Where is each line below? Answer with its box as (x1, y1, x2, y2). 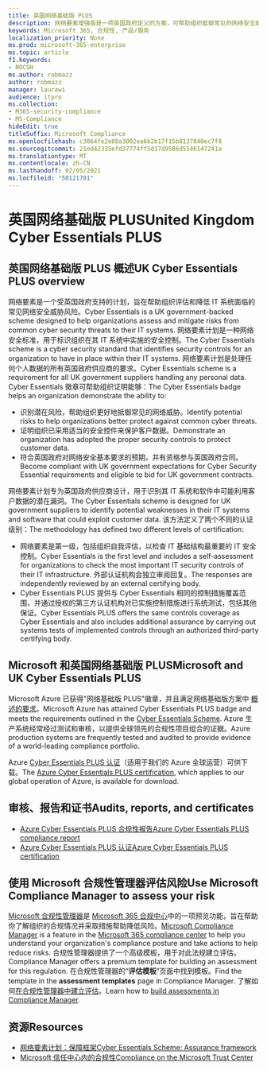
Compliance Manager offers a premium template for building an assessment (8, 957, 257, 967)
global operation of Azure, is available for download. (8, 776, 180, 785)
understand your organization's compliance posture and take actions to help (8, 939, 258, 948)
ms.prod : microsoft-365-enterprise (8, 41, 126, 49)
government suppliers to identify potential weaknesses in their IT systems (8, 505, 250, 514)
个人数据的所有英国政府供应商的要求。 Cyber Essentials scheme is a (14, 363, 237, 373)
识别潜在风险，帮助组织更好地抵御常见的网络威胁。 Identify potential (19, 407, 242, 417)
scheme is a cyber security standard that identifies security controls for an (8, 343, 253, 354)
